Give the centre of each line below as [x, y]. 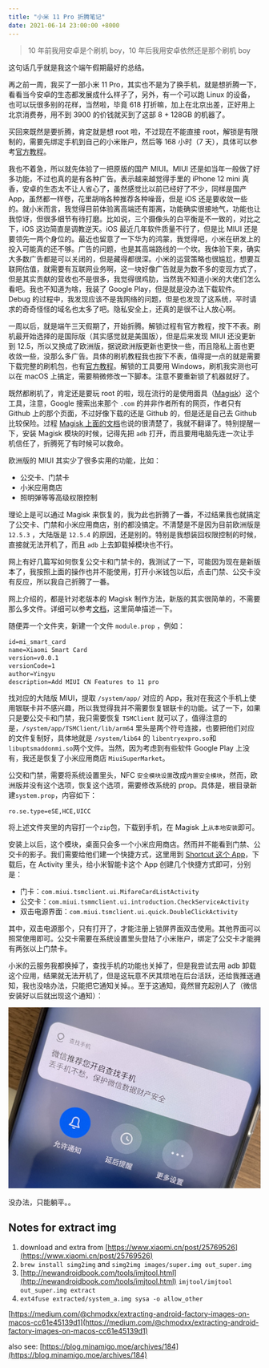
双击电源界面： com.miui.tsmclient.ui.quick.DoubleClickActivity [129, 911]
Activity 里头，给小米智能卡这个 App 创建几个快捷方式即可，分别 [145, 864]
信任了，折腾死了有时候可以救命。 [71, 443]
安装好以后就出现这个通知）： [56, 995]
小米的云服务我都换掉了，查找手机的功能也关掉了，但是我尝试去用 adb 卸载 [132, 965]
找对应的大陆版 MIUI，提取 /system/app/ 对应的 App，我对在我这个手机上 [129, 698]
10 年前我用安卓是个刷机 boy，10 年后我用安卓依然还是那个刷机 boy [139, 50]
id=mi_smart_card [37, 642]
